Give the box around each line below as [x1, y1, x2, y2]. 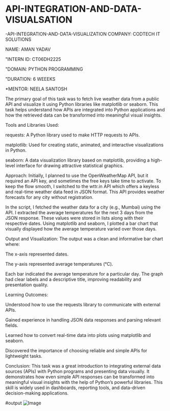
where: [5, 241, 20, 247]
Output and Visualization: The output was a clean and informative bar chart [5, 236, 163, 242]
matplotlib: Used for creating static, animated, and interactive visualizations [5, 142, 164, 148]
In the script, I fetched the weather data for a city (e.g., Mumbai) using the [5, 204, 161, 210]
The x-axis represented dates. [5, 251, 69, 257]
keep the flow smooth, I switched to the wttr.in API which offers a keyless [5, 183, 159, 189]
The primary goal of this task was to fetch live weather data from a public [5, 96, 159, 102]
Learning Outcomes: [5, 291, 48, 298]
